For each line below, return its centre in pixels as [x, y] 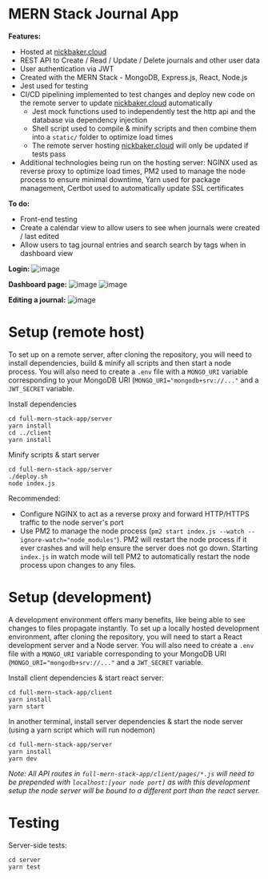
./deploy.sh [28, 476]
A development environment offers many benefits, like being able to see [127, 619]
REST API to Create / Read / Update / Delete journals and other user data [140, 60]
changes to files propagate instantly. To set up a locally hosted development [134, 628]
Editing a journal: [37, 300]
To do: [19, 203]
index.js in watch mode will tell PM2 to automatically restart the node [135, 556]
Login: [19, 269]
